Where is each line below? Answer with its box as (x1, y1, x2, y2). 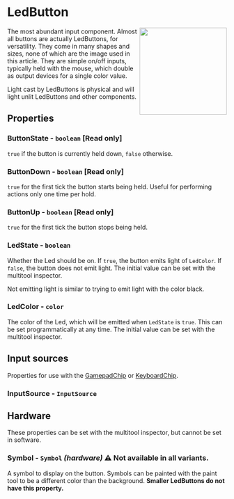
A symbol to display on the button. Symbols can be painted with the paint (7, 469, 217, 477)
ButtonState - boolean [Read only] (7, 134, 123, 143)
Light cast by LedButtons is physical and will (7, 85, 134, 93)
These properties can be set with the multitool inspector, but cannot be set (7, 429, 221, 437)
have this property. (7, 484, 64, 492)
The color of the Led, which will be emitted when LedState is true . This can (7, 317, 223, 326)
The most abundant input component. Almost (7, 27, 137, 35)
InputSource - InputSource (7, 388, 97, 398)
